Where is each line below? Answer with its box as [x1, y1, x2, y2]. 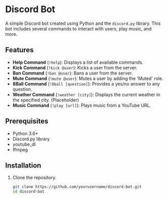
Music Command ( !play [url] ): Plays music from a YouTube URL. [12, 102, 151, 108]
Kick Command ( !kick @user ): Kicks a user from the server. [12, 64, 138, 70]
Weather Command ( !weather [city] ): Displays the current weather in [12, 91, 160, 97]
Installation [5, 161, 41, 170]
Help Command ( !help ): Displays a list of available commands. [12, 59, 144, 65]
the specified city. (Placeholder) [12, 97, 79, 103]
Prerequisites [5, 117, 48, 126]
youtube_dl [12, 141, 36, 147]
